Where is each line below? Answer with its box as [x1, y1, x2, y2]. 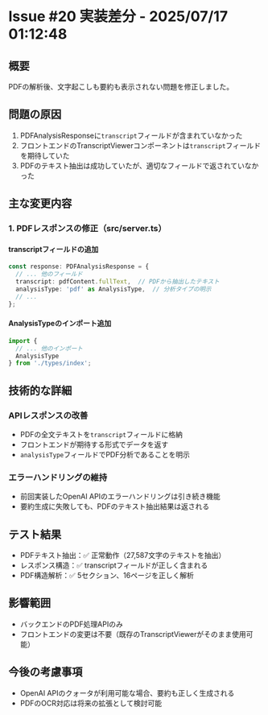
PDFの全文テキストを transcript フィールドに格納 [19, 429, 183, 439]
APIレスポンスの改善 [8, 410, 89, 421]
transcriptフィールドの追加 [8, 244, 99, 254]
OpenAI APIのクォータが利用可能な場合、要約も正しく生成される [19, 688, 235, 697]
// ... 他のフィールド [15, 271, 83, 279]
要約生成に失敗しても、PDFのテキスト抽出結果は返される [19, 502, 210, 511]
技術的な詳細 [8, 383, 72, 397]
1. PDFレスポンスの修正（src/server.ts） [8, 223, 167, 234]
